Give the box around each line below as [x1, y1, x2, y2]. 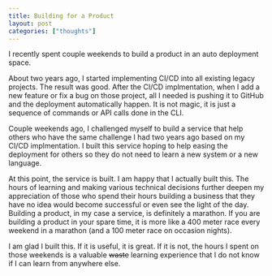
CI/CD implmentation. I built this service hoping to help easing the [8, 141, 229, 151]
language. [8, 158, 42, 168]
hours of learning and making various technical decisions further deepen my [8, 183, 265, 192]
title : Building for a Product [8, 11, 114, 20]
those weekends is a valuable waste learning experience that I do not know [8, 250, 260, 260]
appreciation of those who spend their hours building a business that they [8, 192, 256, 201]
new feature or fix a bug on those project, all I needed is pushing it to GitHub [8, 91, 264, 101]
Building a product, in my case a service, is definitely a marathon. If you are [8, 209, 261, 218]
